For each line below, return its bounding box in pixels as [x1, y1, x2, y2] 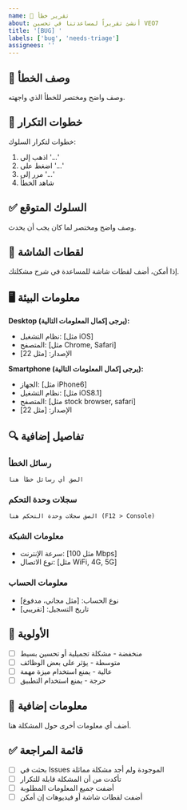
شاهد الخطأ [19, 178, 54, 187]
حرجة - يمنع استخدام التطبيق [19, 676, 106, 685]
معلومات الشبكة [8, 531, 64, 542]
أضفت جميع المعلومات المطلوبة [19, 783, 114, 792]
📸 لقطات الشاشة [8, 245, 84, 259]
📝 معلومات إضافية [8, 700, 88, 713]
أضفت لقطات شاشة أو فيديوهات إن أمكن [19, 792, 143, 801]
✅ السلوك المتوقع [8, 201, 87, 215]
